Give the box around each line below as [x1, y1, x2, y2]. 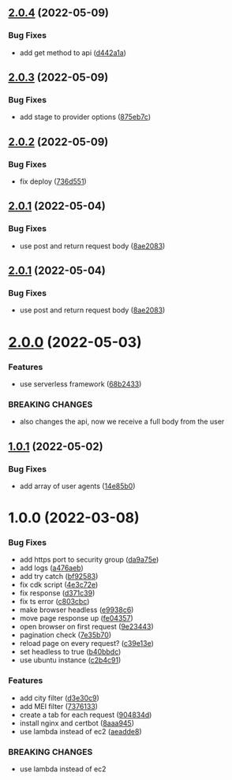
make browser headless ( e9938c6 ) [19, 605, 134, 614]
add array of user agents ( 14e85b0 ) [19, 481, 136, 491]
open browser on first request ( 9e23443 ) [19, 622, 154, 632]
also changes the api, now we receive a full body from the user [19, 417, 225, 427]
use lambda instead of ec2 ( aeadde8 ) [19, 726, 142, 736]
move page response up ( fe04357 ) [19, 614, 134, 623]
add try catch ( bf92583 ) [19, 572, 99, 581]
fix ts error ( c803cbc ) [19, 597, 90, 606]
